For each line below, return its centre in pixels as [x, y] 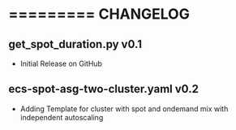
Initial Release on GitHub [61, 63]
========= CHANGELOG [99, 14]
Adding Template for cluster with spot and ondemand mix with [124, 108]
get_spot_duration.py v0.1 [75, 44]
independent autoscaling [62, 117]
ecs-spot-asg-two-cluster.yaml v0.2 [103, 89]
